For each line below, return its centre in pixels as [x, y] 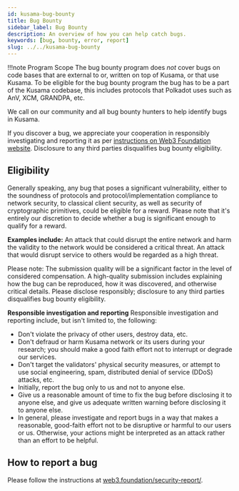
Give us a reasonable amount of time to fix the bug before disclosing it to [125, 395]
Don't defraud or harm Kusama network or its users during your [111, 341]
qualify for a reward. [37, 226]
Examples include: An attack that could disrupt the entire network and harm [119, 239]
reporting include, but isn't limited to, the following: [82, 320]
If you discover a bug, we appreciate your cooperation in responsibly [108, 133]
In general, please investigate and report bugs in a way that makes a [118, 417]
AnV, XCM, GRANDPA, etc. [46, 98]
